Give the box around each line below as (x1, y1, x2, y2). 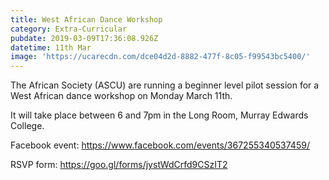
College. (10, 120, 45, 132)
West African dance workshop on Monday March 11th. (10, 90, 233, 102)
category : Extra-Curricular (10, 24, 128, 34)
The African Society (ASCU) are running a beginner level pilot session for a (10, 79, 320, 91)
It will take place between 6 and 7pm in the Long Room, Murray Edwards (10, 109, 309, 121)
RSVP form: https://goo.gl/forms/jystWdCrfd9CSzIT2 (10, 159, 228, 171)
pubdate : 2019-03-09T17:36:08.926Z (10, 33, 159, 43)
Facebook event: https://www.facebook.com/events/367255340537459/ (10, 139, 310, 151)
